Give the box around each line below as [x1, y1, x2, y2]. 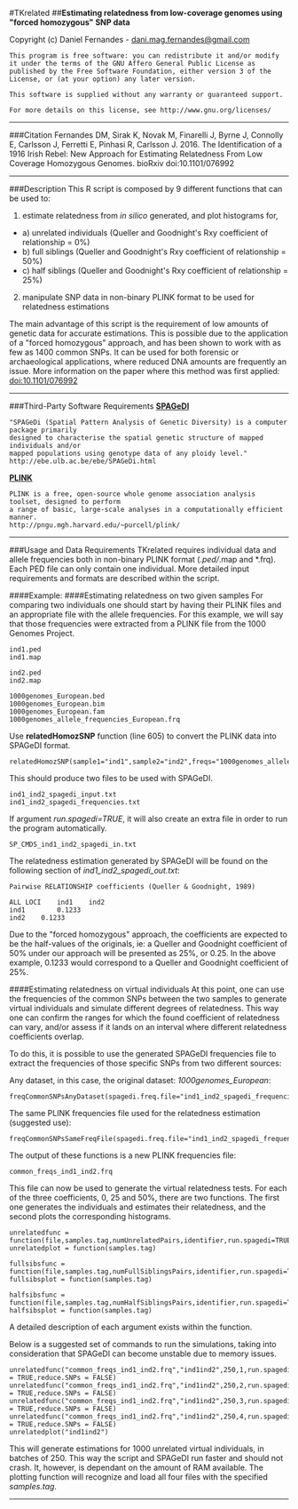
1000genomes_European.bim [9, 699, 105, 708]
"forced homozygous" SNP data [9, 17, 130, 28]
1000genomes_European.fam [9, 707, 105, 716]
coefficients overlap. [9, 1031, 84, 1042]
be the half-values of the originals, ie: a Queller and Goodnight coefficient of [9, 938, 288, 949]
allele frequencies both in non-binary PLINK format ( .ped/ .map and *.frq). [9, 555, 277, 564]
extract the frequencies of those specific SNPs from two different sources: [9, 1058, 282, 1068]
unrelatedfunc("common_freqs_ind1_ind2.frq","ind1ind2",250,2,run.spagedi [9, 1381, 292, 1390]
